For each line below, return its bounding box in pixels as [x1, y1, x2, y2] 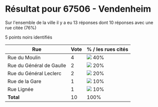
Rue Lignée [7, 86, 34, 92]
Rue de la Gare [7, 78, 42, 85]
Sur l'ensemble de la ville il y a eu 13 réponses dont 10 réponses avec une [5, 20, 154, 25]
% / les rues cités [87, 45, 129, 52]
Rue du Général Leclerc [7, 70, 62, 77]
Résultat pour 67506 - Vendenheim [5, 3, 152, 15]
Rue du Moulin [7, 54, 41, 61]
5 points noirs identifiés [5, 34, 52, 40]
